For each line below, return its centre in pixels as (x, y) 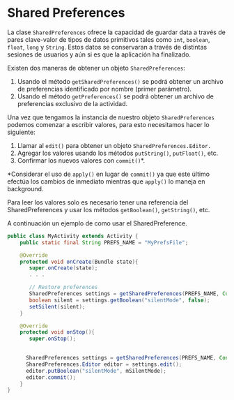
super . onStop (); (53, 339)
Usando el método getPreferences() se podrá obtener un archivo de (115, 96)
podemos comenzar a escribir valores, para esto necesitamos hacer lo (109, 124)
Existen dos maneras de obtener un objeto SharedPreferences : (96, 68)
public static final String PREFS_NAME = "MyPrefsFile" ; (104, 242)
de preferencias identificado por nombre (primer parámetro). (104, 89)
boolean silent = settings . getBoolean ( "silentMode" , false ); (119, 300)
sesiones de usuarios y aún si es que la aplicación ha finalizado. (99, 54)
